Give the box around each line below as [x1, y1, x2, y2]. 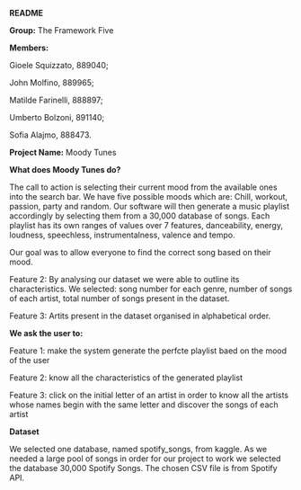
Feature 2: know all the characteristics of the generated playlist [9, 372, 243, 383]
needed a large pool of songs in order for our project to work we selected [9, 453, 281, 464]
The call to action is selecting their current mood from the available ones [9, 182, 278, 192]
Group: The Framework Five [9, 25, 114, 35]
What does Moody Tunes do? [9, 165, 121, 174]
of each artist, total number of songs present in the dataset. [9, 293, 230, 304]
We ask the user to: [9, 328, 84, 338]
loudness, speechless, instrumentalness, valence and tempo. [9, 229, 235, 240]
